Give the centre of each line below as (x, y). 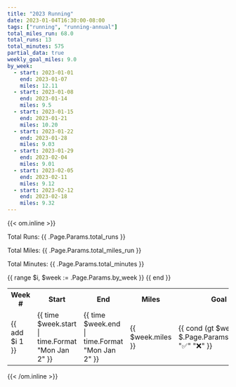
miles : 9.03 (37, 145)
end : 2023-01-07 (44, 79)
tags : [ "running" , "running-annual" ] (63, 27)
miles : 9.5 (36, 105)
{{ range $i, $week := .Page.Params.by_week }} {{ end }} (89, 277)
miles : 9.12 (37, 183)
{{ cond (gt (196, 328)
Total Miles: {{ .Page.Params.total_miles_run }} (74, 250)
